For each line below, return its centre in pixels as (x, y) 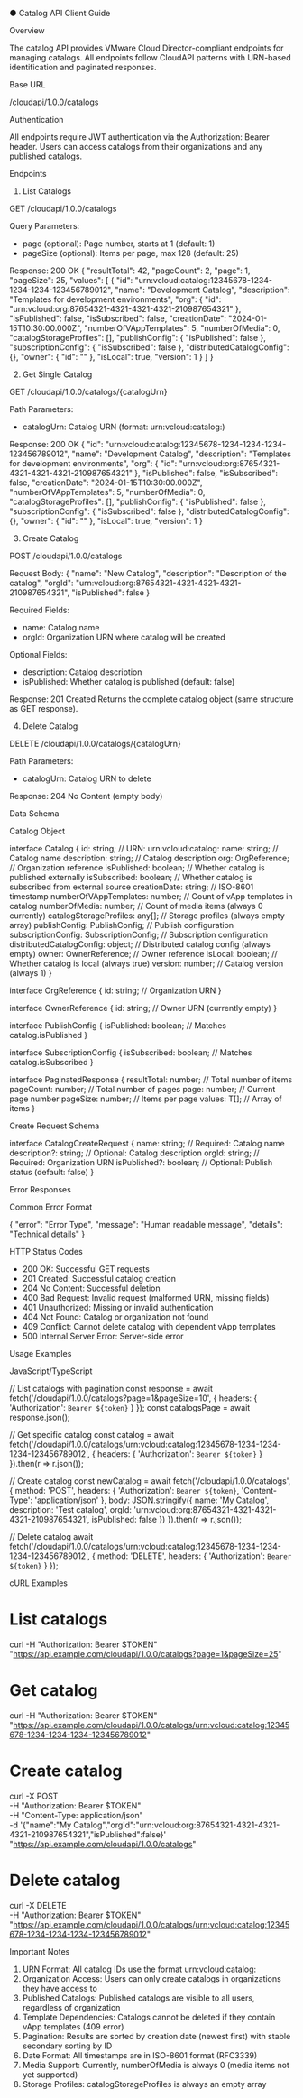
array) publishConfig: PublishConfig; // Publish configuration (122, 925)
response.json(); (40, 1417)
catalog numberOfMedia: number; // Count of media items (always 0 (136, 906)
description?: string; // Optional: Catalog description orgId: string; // (134, 1153)
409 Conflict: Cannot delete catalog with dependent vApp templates (149, 1326)
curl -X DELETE (38, 1905)
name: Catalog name (61, 627)
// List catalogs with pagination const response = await (111, 1389)
